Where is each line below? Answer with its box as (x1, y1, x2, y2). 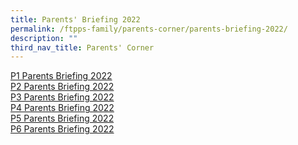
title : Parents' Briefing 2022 (10, 14, 141, 25)
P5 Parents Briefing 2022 (10, 112, 115, 125)
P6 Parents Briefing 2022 (10, 123, 115, 135)
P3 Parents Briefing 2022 (10, 91, 115, 103)
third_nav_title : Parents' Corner (10, 42, 155, 53)
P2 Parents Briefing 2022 (10, 81, 115, 93)
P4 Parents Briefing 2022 (10, 102, 115, 114)
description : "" (10, 33, 78, 43)
